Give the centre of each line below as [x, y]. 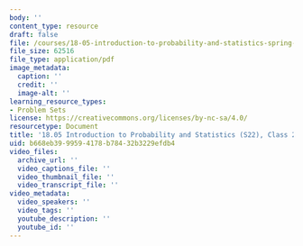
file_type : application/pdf [62, 59]
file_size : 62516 [42, 51]
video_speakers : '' [54, 202]
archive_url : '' [48, 160]
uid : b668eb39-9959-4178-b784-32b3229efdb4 [92, 143]
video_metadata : [40, 194]
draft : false [34, 34]
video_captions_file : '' [64, 169]
